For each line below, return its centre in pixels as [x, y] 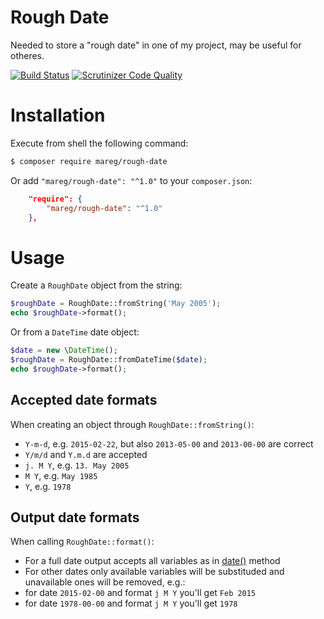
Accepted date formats [84, 400]
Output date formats [75, 517]
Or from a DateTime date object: [75, 332]
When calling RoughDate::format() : [82, 542]
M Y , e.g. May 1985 [61, 475]
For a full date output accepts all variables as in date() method [152, 561]
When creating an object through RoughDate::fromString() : [132, 424]
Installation [58, 115]
